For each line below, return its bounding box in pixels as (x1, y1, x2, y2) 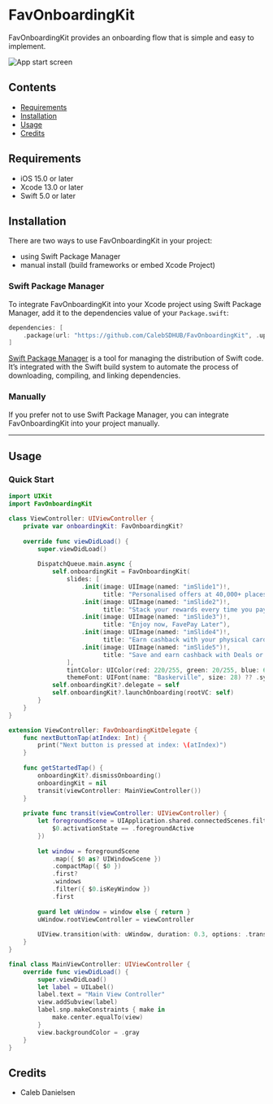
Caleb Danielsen (19, 1088, 76, 1097)
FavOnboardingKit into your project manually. (8, 418, 160, 428)
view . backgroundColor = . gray (37, 1028, 140, 1036)
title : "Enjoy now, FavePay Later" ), (102, 620, 231, 629)
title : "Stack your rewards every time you (102, 605, 253, 614)
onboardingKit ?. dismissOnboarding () (37, 771, 162, 779)
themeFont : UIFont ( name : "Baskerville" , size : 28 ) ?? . (66, 673, 260, 681)
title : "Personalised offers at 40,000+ (102, 590, 242, 598)
